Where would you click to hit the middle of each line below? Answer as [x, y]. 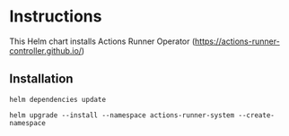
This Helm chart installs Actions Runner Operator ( [102, 41]
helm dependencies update [57, 99]
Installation [41, 79]
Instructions [56, 17]
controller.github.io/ [46, 50]
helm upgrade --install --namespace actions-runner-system [122, 115]
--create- [257, 115]
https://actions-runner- [237, 41]
